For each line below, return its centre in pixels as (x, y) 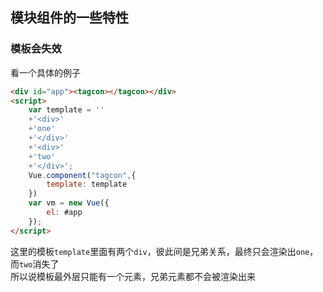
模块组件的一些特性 (69, 18)
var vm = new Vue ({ (69, 203)
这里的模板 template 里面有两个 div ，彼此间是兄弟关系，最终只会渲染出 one (160, 251)
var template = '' (66, 110)
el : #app (64, 213)
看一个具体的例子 (45, 72)
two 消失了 (39, 264)
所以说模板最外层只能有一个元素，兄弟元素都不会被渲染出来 (133, 276)
